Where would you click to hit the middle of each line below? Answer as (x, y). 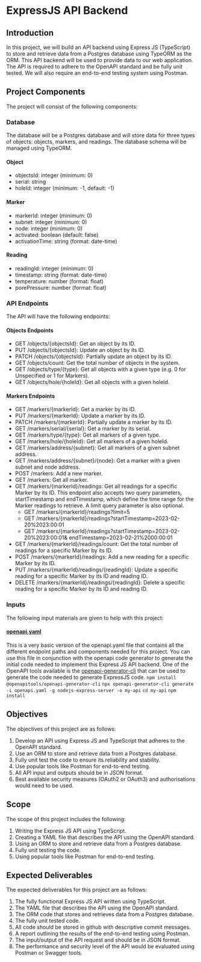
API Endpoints (27, 303)
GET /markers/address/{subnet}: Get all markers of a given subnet (97, 448)
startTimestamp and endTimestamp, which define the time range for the (104, 499)
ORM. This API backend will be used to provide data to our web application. (100, 60)
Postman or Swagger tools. (48, 953)
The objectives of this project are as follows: (61, 729)
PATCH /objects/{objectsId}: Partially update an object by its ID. (94, 356)
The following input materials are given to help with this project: (85, 618)
